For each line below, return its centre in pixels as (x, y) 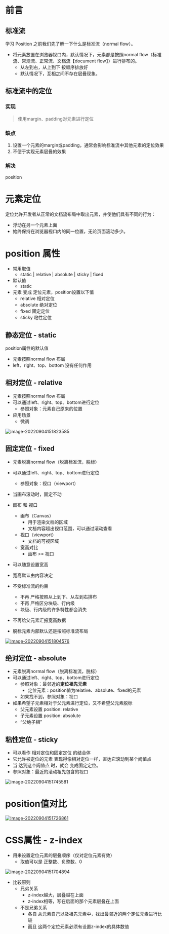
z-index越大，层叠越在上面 (56, 895)
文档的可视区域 (43, 541)
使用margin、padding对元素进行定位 (56, 119)
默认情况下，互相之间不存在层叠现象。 (60, 73)
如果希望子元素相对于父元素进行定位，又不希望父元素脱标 (72, 703)
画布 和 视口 (25, 505)
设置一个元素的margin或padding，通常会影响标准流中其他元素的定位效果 (88, 145)
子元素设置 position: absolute (50, 716)
